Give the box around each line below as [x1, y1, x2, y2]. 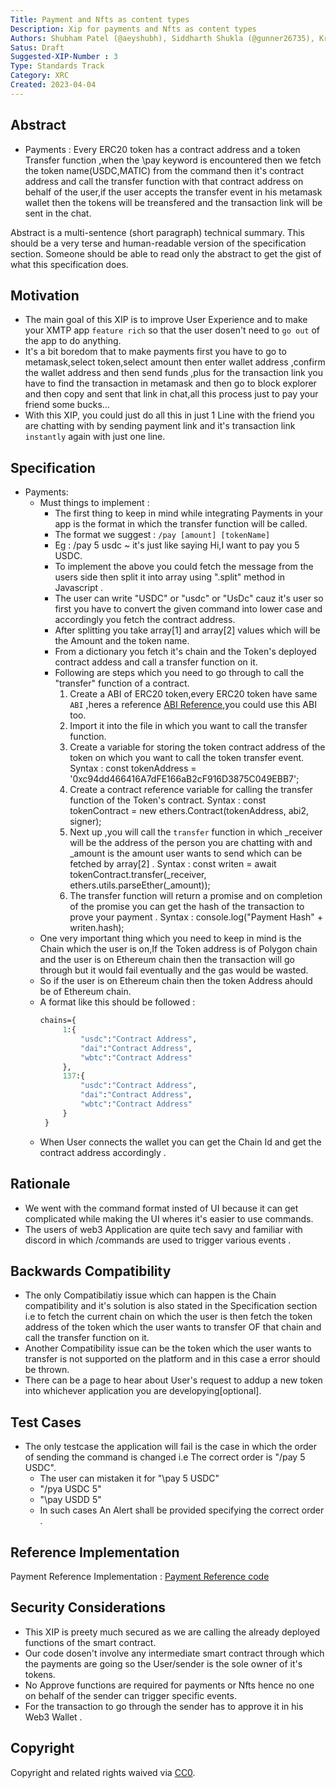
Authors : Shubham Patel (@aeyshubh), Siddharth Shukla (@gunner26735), [10, 33, 315, 43]
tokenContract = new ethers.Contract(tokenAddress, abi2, [69, 805, 310, 817]
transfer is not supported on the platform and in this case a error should [24, 1353, 321, 1365]
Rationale [10, 1176, 71, 1193]
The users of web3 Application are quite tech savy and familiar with [24, 1223, 303, 1235]
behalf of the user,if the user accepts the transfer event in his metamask [24, 186, 323, 198]
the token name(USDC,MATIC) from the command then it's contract [24, 164, 304, 176]
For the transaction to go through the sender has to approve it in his [24, 1700, 304, 1712]
